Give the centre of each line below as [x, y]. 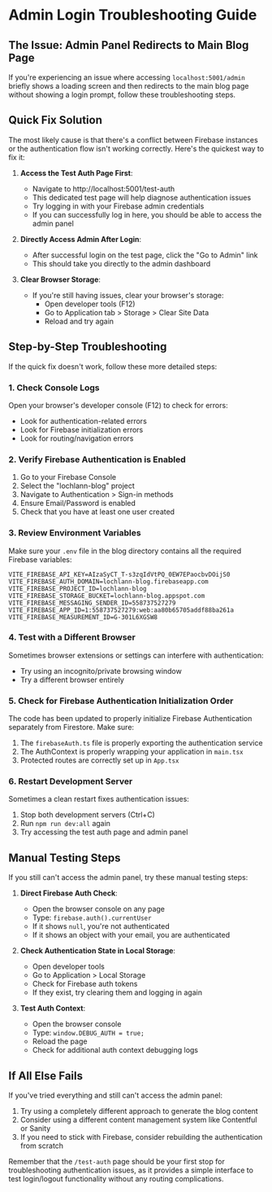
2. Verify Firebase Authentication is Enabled [97, 460]
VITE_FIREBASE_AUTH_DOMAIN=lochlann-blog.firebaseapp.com [108, 581]
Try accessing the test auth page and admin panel [104, 832]
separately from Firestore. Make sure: [71, 728]
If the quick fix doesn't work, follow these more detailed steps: [113, 366]
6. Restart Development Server [71, 781]
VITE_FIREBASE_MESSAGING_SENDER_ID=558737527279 [92, 603]
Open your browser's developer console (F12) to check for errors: [119, 405]
